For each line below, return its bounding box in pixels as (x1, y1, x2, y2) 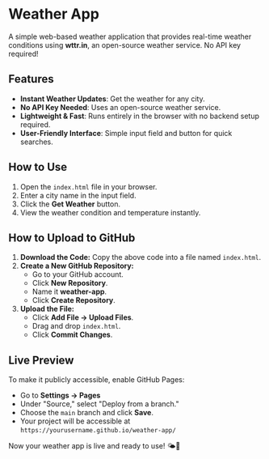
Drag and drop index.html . (32, 321, 121, 331)
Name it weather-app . (32, 287, 107, 296)
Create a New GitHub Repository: (19, 261, 135, 271)
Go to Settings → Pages (19, 390, 101, 401)
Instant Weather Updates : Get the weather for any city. (19, 94, 205, 104)
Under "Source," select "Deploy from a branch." (19, 399, 179, 409)
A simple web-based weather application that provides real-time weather (8, 32, 252, 41)
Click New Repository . (32, 278, 108, 288)
